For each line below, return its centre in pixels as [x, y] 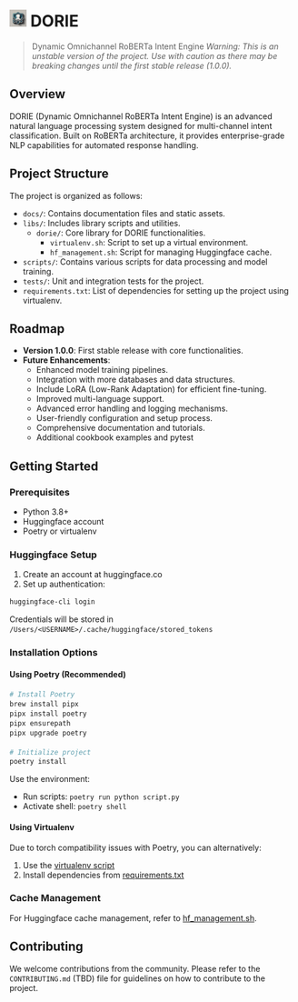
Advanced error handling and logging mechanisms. [132, 408]
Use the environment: [50, 779]
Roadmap [37, 329]
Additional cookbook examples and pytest [114, 437]
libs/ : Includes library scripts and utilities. [101, 223]
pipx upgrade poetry [49, 733]
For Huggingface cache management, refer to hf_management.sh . [133, 917]
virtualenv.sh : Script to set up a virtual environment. [149, 242]
